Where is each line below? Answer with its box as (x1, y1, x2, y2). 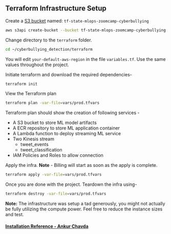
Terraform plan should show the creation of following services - (5, 110, 140, 116)
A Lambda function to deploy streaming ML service (12, 131, 121, 137)
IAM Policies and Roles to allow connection (12, 152, 104, 158)
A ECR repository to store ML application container (12, 125, 120, 131)
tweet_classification (20, 147, 62, 153)
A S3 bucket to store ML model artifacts (12, 120, 97, 126)
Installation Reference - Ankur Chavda (5, 223, 89, 229)
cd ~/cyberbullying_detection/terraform (5, 47, 93, 52)
